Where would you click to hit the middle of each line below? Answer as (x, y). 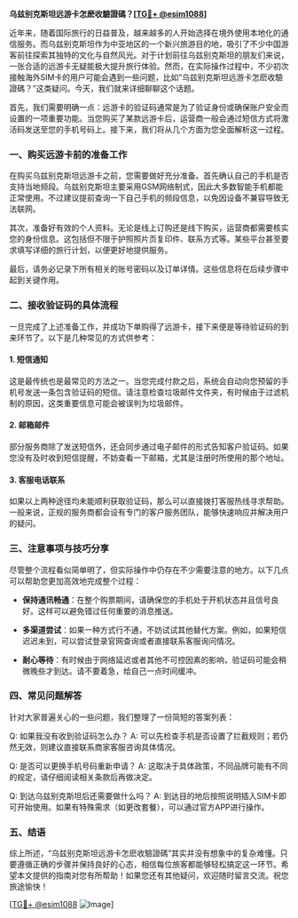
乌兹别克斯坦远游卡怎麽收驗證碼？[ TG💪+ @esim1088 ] (108, 14)
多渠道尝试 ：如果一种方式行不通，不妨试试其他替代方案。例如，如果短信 (154, 629)
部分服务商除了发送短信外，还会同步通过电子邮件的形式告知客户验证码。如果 (149, 447)
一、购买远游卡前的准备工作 (68, 155)
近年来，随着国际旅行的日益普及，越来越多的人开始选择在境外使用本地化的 (145, 33)
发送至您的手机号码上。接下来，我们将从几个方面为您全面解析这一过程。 (157, 129)
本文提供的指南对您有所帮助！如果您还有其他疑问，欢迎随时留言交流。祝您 (153, 875)
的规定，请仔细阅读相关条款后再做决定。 (83, 777)
